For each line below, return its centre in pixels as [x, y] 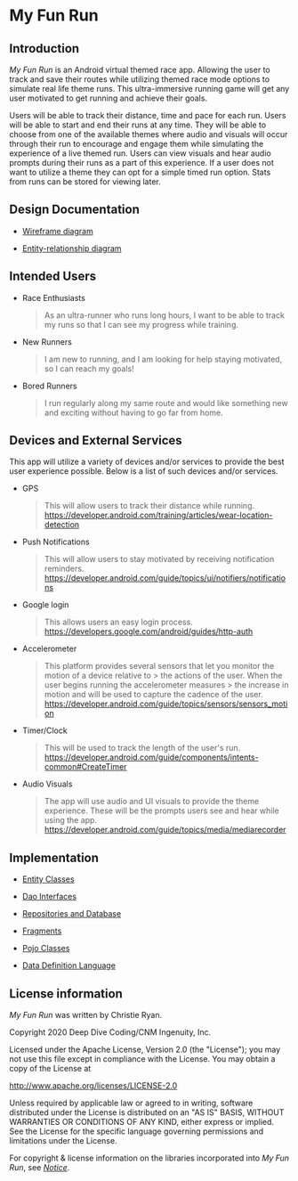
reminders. [64, 569]
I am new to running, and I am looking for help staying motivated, [163, 359]
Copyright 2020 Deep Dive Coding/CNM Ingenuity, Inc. [110, 1032]
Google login [45, 605]
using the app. [71, 820]
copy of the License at [50, 1069]
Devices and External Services [96, 440]
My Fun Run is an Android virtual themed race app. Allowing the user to [140, 69]
